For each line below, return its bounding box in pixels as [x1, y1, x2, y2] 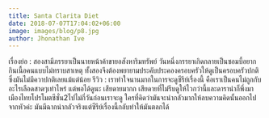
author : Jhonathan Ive [8, 34, 85, 43]
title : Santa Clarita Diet [8, 11, 99, 20]
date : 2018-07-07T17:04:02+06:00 [8, 19, 121, 27]
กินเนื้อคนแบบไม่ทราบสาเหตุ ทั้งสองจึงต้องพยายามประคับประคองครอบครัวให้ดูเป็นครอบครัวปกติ [8, 65, 259, 75]
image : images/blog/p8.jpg [8, 27, 99, 35]
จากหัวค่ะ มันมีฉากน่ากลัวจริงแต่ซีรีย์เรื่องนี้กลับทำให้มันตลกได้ [8, 102, 170, 112]
